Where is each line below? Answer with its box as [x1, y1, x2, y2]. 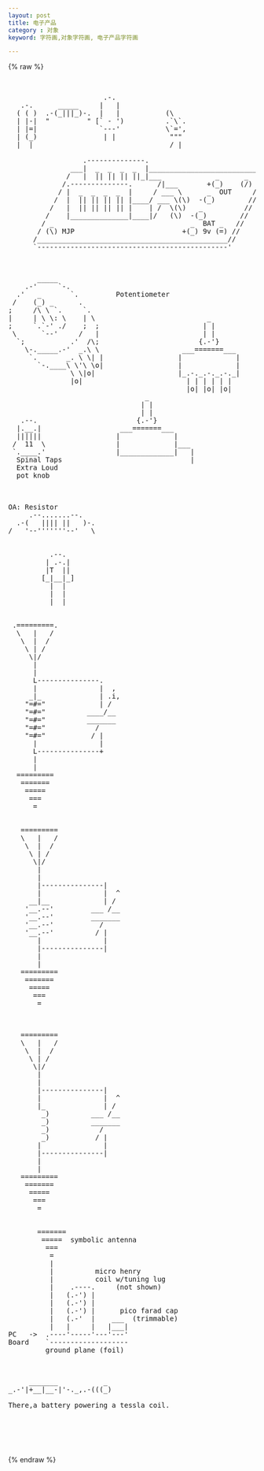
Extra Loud [16, 463, 59, 473]
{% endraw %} [8, 1455, 57, 1465]
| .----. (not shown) [49, 1283, 162, 1292]
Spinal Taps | [16, 455, 195, 465]
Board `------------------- [8, 1338, 129, 1347]
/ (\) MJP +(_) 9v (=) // [37, 227, 241, 236]
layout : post [8, 11, 51, 20]
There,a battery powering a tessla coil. [8, 1401, 170, 1410]
